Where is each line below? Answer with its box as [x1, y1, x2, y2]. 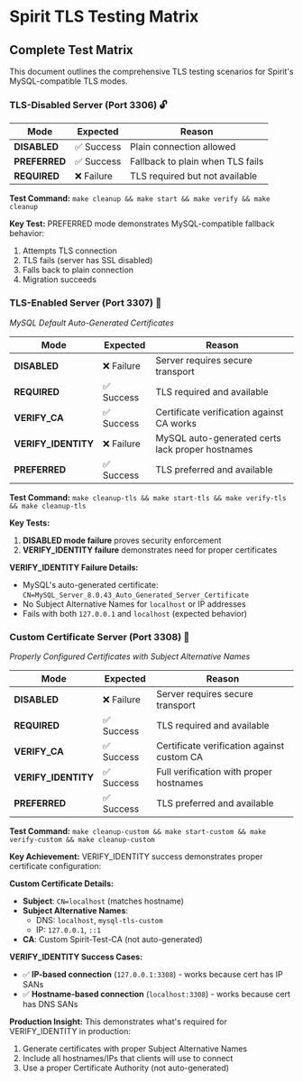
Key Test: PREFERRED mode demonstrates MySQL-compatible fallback [9, 218, 275, 229]
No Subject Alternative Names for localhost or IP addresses [22, 598, 246, 610]
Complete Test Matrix [9, 42, 133, 58]
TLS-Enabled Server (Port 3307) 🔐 [9, 297, 162, 309]
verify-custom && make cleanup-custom [9, 835, 155, 844]
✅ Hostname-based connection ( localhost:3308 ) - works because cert [22, 988, 291, 999]
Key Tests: [9, 517, 50, 528]
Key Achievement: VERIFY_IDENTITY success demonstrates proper [9, 850, 263, 862]
